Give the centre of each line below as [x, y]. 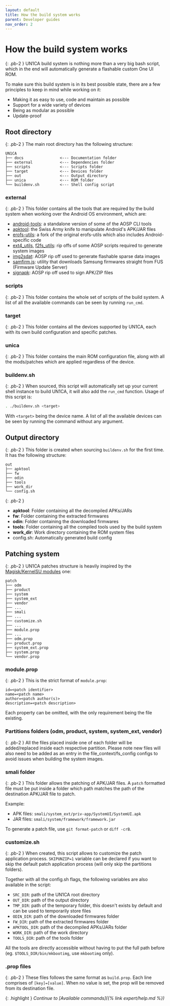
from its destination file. [30, 988]
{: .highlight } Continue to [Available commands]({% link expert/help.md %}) [85, 998]
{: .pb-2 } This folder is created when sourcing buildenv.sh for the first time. [85, 450]
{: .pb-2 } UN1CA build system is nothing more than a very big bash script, [83, 64]
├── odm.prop [19, 639]
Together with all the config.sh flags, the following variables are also [77, 880]
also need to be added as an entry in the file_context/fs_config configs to [82, 753]
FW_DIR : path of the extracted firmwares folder [61, 922]
